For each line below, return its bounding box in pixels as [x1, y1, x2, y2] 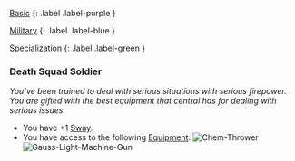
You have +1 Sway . [22, 122, 93, 134]
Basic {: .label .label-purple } [9, 8, 116, 18]
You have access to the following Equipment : [22, 132, 192, 143]
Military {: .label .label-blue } [9, 25, 116, 35]
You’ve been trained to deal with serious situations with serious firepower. [9, 86, 288, 97]
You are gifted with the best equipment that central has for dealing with [9, 95, 277, 107]
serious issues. [9, 105, 66, 116]
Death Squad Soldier [9, 65, 103, 78]
